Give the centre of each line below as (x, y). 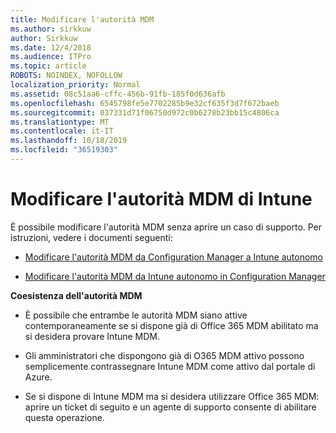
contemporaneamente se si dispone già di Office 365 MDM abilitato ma (171, 325)
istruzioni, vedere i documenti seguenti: (91, 237)
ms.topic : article (48, 66)
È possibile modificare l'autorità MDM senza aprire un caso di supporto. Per (166, 227)
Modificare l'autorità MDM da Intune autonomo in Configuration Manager (175, 276)
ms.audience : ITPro (51, 57)
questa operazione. (64, 417)
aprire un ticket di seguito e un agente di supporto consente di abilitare (170, 407)
